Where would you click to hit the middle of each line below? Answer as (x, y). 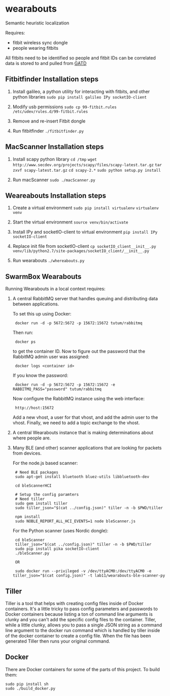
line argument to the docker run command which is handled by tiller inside (83, 630)
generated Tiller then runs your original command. (58, 641)
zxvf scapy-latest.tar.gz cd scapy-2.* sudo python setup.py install (87, 170)
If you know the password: (40, 375)
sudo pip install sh (27, 684)
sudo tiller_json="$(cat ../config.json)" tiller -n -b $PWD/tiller (89, 508)
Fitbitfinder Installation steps (52, 79)
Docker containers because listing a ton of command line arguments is (79, 614)
